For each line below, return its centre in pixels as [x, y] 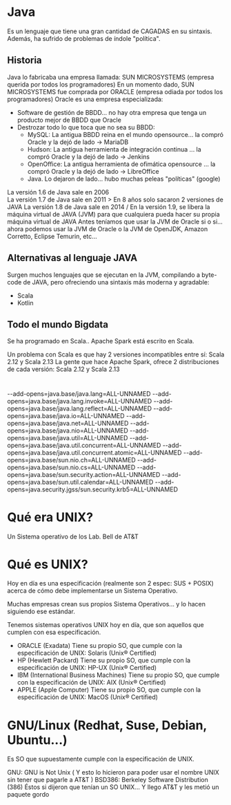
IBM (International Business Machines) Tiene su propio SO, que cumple [118, 675]
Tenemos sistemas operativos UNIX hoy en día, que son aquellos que [106, 625]
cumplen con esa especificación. [54, 632]
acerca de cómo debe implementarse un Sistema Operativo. [92, 591]
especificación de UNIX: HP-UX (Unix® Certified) [87, 668]
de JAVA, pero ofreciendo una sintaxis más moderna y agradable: [116, 282]
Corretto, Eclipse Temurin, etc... [52, 236]
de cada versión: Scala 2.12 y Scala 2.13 [63, 369]
